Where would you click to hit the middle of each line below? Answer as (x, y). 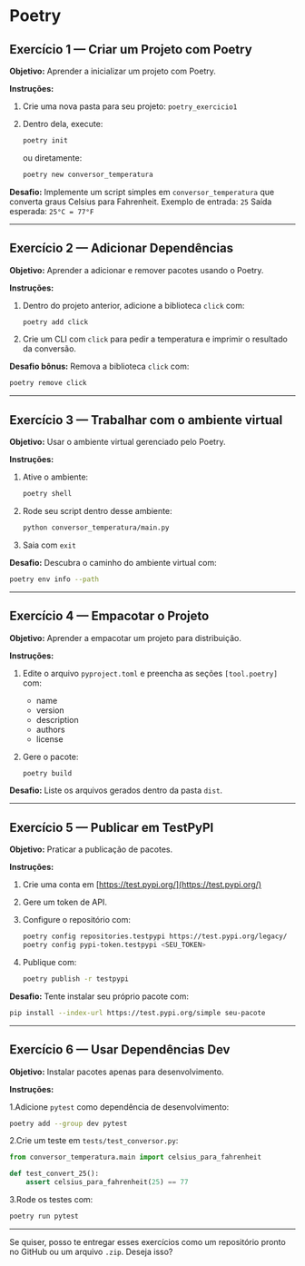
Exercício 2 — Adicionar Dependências (122, 248)
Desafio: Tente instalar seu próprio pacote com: (99, 996)
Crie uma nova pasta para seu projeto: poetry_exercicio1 (130, 106)
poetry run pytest (44, 1217)
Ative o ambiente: (55, 477)
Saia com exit (49, 545)
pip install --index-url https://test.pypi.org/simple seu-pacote (138, 1013)
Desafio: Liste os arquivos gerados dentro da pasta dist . (116, 790)
